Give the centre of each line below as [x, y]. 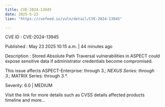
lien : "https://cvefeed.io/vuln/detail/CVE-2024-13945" [64, 19]
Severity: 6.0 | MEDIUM [29, 85]
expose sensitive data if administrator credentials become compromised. [79, 61]
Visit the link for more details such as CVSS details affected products [75, 95]
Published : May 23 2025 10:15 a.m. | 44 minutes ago [59, 47]
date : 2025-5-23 [22, 14]
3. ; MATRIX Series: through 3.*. [36, 76]
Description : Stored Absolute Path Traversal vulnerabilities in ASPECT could [82, 56]
